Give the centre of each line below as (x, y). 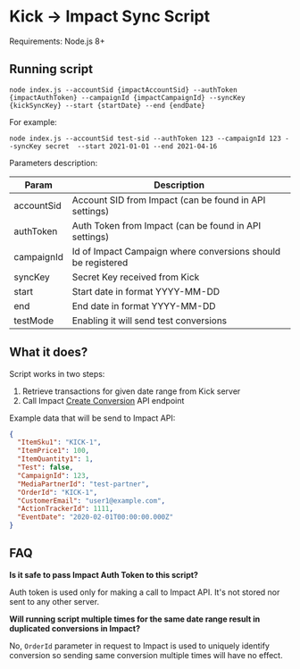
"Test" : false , (46, 468)
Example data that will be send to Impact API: (92, 418)
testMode (34, 321)
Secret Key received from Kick (136, 277)
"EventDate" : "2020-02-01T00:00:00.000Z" (96, 517)
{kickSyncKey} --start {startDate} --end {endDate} (107, 105)
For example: (33, 121)
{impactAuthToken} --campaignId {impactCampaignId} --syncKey (127, 97)
